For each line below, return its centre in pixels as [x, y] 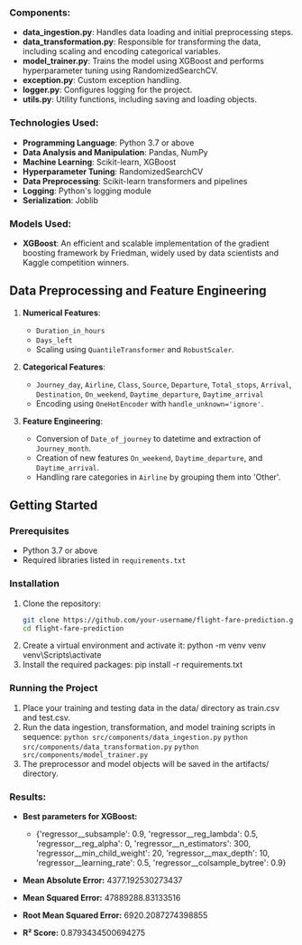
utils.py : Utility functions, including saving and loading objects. [140, 99]
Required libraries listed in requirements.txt [104, 560]
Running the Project [54, 688]
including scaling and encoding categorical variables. [121, 51]
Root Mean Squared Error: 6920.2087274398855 [115, 915]
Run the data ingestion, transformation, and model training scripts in [149, 727]
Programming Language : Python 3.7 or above [108, 143]
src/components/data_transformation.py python [110, 747]
